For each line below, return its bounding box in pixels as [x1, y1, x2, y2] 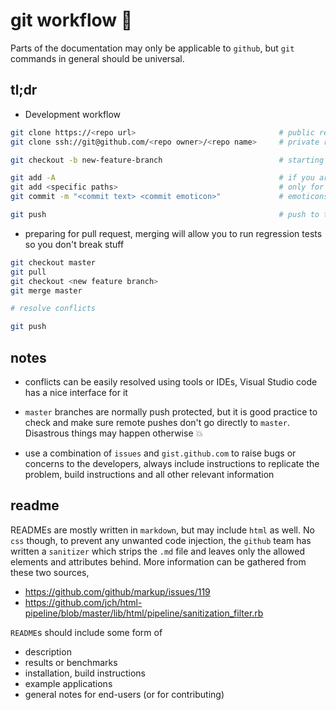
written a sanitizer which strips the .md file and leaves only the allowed [10, 545, 305, 557]
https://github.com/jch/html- [24, 596, 143, 608]
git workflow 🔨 [10, 9, 133, 32]
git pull [10, 267, 47, 277]
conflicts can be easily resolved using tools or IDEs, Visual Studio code [24, 375, 318, 388]
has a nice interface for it [24, 386, 128, 398]
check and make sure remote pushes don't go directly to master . [24, 416, 290, 428]
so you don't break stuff [24, 238, 125, 250]
